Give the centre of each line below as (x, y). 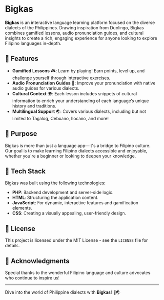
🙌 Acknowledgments (37, 261)
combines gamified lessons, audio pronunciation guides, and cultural (74, 33)
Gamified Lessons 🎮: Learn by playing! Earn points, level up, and (78, 71)
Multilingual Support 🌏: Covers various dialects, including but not (79, 111)
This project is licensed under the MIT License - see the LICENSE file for (76, 240)
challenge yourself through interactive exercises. (61, 78)
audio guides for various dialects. (46, 88)
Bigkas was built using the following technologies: (55, 183)
